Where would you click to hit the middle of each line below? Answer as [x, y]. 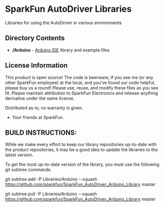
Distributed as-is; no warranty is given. [44, 108]
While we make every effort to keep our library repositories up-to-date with [81, 145]
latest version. [19, 155]
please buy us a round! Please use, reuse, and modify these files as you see [82, 88]
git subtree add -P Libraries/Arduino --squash [51, 179]
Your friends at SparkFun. [38, 117]
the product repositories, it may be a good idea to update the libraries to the [82, 150]
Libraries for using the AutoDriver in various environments [63, 23]
